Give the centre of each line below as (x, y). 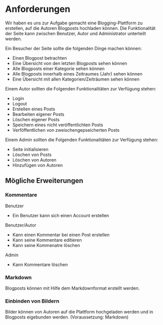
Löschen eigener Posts (36, 119)
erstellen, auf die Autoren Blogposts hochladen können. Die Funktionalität (80, 28)
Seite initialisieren (30, 149)
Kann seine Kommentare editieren (47, 240)
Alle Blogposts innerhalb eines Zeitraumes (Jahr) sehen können (77, 74)
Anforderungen (38, 9)
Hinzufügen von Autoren (38, 165)
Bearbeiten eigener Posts (38, 114)
